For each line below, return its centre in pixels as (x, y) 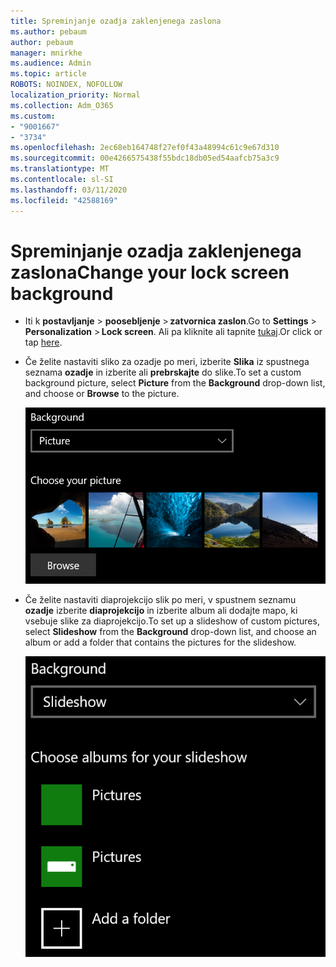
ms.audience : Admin (51, 63)
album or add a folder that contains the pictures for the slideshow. (160, 642)
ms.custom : (33, 116)
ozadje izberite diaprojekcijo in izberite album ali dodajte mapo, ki (161, 610)
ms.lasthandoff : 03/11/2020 (69, 190)
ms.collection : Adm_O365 (62, 105)
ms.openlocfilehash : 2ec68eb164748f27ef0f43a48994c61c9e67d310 (145, 148)
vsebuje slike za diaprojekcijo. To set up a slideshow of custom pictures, (172, 621)
